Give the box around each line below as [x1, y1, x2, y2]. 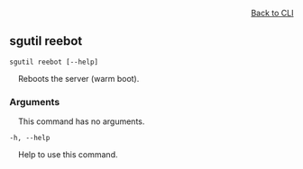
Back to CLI [251, 8, 294, 18]
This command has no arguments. [17, 116, 145, 127]
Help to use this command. [17, 149, 118, 160]
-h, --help [9, 134, 50, 143]
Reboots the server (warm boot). [17, 73, 140, 84]
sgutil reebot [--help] [9, 58, 99, 67]
